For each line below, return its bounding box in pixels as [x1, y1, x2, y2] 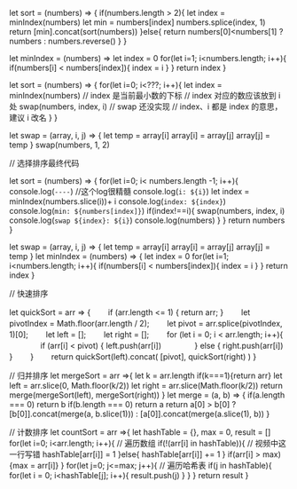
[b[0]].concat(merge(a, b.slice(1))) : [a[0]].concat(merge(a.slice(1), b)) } [9, 408, 270, 419]
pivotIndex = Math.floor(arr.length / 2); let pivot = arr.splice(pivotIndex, [9, 319, 283, 328]
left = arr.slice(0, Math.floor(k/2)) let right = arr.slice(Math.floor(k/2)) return [9, 381, 284, 390]
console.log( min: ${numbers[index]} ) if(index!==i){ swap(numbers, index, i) [9, 206, 285, 216]
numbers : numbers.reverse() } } [9, 35, 127, 46]
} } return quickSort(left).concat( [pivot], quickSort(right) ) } [9, 351, 257, 362]
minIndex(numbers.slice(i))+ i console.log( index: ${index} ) [9, 196, 226, 207]
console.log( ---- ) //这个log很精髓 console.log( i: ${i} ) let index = [9, 186, 250, 196]
